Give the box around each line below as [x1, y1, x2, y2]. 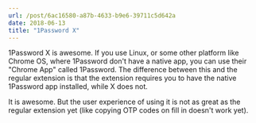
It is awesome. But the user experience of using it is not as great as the [8, 97, 241, 107]
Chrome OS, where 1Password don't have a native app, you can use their [8, 56, 247, 66]
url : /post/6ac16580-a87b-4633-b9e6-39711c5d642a [8, 11, 176, 20]
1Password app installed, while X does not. [8, 82, 149, 91]
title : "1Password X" [8, 26, 80, 34]
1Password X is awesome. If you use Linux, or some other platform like [8, 48, 239, 58]
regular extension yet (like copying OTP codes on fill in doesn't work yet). [8, 106, 249, 115]
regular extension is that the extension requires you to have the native [8, 73, 237, 83]
